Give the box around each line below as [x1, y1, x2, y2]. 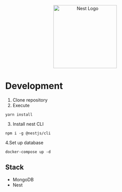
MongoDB [12, 176, 34, 182]
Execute [12, 102, 30, 108]
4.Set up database [5, 139, 44, 146]
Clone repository [12, 97, 48, 103]
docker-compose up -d [5, 149, 51, 154]
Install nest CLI [12, 121, 44, 127]
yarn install [5, 112, 33, 117]
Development [5, 80, 63, 92]
